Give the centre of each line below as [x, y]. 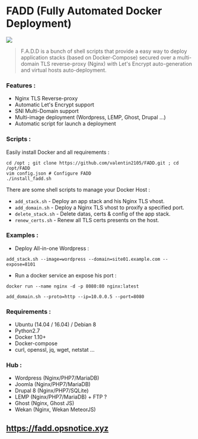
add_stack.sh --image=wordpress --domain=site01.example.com [83, 259]
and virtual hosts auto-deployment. [63, 70]
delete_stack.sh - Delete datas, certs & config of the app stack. [92, 214]
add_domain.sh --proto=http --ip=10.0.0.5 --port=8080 [75, 296]
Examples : [22, 235]
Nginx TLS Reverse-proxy [46, 99]
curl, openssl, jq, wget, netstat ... [55, 350]
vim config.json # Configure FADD [49, 173]
